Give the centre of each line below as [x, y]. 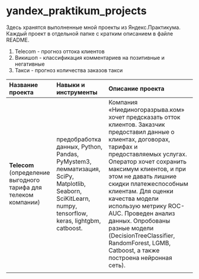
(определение [30, 172]
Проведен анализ [150, 213]
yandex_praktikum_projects [76, 11]
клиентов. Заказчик [137, 124]
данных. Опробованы [139, 220]
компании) [25, 202]
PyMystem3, [74, 161]
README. [18, 40]
